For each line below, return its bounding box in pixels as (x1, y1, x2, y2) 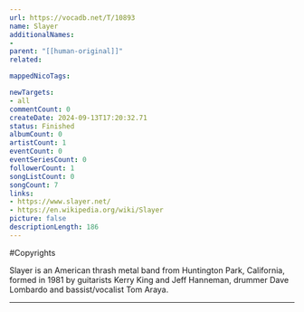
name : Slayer (9, 22, 59, 31)
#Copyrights (9, 247, 56, 258)
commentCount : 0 (9, 105, 71, 114)
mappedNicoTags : (9, 71, 71, 81)
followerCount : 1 (9, 164, 75, 173)
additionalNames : (9, 30, 75, 39)
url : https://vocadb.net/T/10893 (9, 13, 136, 23)
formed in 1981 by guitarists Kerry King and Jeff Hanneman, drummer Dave (9, 274, 290, 285)
